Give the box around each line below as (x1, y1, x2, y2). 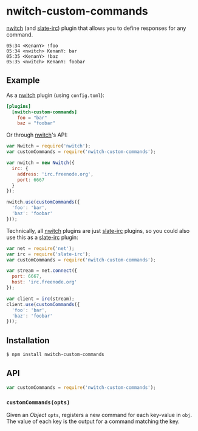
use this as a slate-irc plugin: (6, 233, 78, 241)
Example (6, 75, 40, 86)
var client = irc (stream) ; (6, 296, 75, 302)
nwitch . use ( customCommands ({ (6, 199, 80, 205)
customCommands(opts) (6, 399, 70, 406)
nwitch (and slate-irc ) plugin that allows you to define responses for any (6, 24, 186, 32)
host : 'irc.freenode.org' (12, 279, 78, 285)
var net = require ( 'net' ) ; (6, 245, 75, 251)
